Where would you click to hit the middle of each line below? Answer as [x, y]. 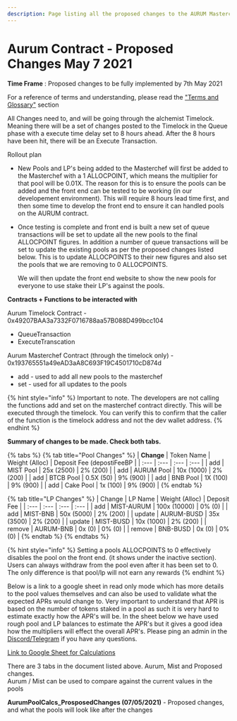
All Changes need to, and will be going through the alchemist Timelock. [111, 118]
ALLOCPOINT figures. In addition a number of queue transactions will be [123, 242]
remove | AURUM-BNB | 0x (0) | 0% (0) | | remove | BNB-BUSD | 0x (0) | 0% [119, 529]
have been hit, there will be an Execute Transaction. [82, 141]
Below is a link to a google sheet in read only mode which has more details [116, 586]
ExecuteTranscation [46, 341]
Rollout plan [25, 154]
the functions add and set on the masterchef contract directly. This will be [115, 405]
